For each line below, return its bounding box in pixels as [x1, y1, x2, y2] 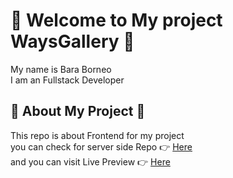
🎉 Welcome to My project [10, 9, 223, 32]
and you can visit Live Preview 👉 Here [10, 155, 171, 168]
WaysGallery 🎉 [10, 30, 135, 53]
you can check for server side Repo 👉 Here [10, 140, 193, 153]
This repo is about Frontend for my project [10, 129, 185, 141]
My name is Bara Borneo [10, 63, 112, 75]
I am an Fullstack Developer [10, 74, 125, 86]
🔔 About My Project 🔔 [10, 103, 146, 120]
